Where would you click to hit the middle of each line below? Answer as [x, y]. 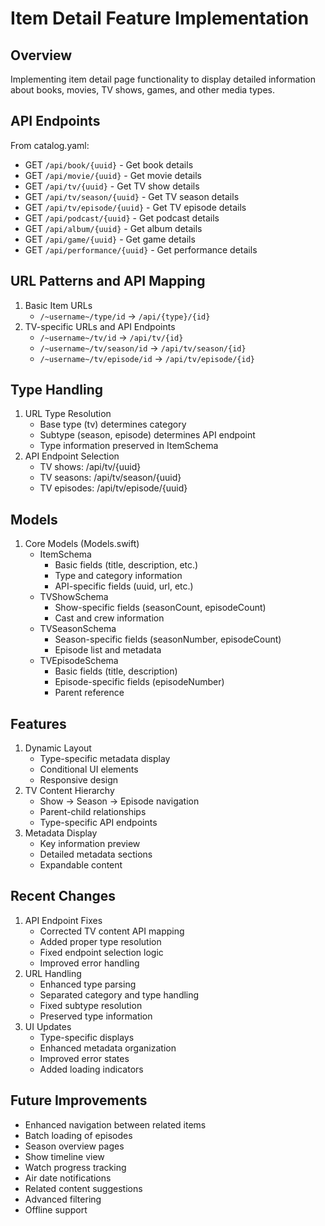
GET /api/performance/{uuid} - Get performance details [141, 249]
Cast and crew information [109, 618]
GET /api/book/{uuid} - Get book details [109, 164]
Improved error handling [89, 963]
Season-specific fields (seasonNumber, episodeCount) [168, 639]
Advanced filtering [63, 1199]
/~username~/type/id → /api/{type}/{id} [125, 316]
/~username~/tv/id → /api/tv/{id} [111, 337]
